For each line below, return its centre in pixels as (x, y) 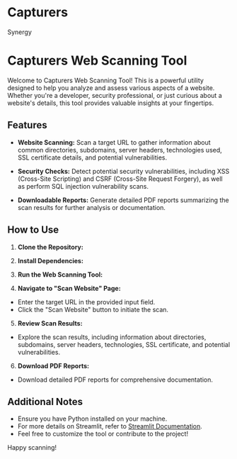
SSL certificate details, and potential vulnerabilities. (92, 157)
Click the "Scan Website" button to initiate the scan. (93, 309)
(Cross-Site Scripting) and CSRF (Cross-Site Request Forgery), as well (120, 179)
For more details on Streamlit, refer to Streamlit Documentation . (110, 426)
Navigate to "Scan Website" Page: (69, 288)
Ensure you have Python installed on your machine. (92, 419)
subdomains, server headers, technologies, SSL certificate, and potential (124, 344)
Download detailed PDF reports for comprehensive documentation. (115, 380)
